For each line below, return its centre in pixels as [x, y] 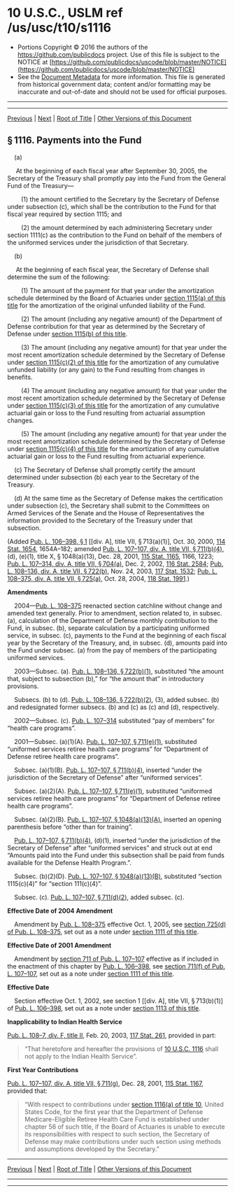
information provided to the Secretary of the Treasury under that [100, 520]
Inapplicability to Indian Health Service [65, 1022]
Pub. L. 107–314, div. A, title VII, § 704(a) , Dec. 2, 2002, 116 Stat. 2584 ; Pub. [115, 564]
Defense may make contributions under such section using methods [123, 1141]
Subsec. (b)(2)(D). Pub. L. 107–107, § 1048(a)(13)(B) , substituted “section [118, 876]
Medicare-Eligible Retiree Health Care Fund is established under [117, 1119]
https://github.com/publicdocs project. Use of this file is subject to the [119, 55]
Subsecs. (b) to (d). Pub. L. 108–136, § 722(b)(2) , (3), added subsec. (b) [116, 699]
